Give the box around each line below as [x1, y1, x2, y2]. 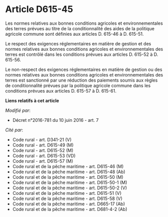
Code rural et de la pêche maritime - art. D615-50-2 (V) [12, 185, 127, 191]
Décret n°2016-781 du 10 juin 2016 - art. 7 [12, 117, 99, 123]
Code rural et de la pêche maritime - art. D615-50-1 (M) [12, 179, 127, 185]
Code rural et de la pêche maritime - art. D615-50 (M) [12, 174, 124, 180]
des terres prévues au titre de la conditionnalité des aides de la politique [5, 25, 155, 31]
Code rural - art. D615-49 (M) [12, 142, 74, 148]
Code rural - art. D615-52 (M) [12, 147, 74, 153]
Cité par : [5, 127, 24, 133]
